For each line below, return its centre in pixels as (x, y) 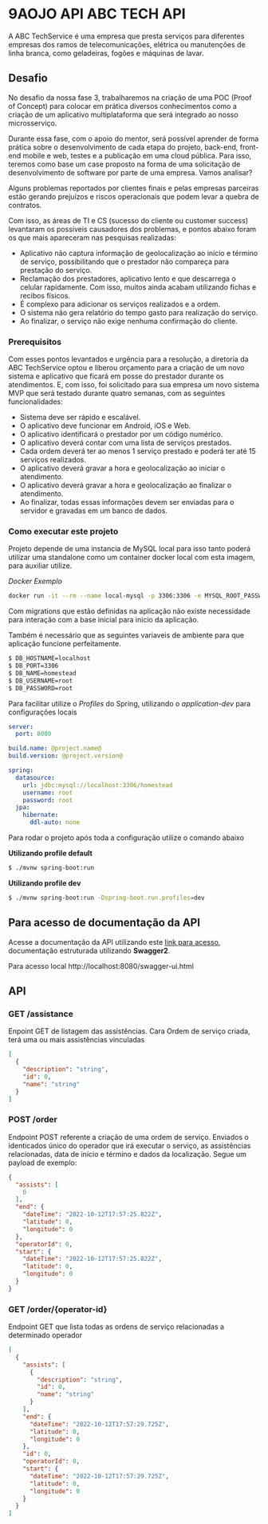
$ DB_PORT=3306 (33, 666)
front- (249, 147)
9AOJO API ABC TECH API (97, 14)
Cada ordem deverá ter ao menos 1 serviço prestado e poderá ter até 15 (138, 451)
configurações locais (43, 712)
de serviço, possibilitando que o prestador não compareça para (124, 262)
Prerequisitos (35, 342)
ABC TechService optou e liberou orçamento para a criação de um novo (126, 368)
